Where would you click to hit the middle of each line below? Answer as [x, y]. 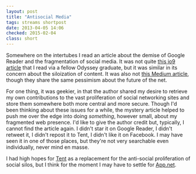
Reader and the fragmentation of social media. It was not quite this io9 [91, 61]
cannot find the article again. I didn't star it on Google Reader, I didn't [89, 128]
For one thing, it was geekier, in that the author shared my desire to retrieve [97, 91]
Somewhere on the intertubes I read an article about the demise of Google [96, 55]
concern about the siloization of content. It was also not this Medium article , [97, 74]
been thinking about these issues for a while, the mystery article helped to [95, 110]
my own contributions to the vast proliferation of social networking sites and [98, 98]
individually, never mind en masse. [48, 147]
